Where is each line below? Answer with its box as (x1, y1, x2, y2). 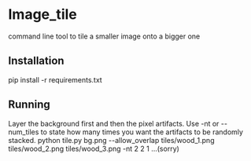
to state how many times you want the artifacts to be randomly (40, 127, 244, 137)
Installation (8, 54, 65, 68)
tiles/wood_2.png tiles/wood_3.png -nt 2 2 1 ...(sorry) (8, 144, 179, 153)
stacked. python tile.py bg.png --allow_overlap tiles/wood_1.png (8, 135, 215, 145)
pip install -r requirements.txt (8, 75, 102, 84)
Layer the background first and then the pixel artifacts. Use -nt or (8, 119, 220, 128)
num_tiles (8, 127, 39, 137)
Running (8, 98, 51, 112)
